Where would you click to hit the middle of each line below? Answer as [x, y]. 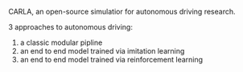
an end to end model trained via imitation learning [102, 51]
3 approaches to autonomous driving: [70, 27]
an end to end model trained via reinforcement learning [111, 60]
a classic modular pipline [61, 42]
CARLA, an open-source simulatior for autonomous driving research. [122, 12]
